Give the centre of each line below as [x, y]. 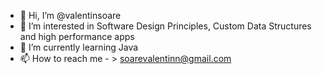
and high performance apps [77, 36]
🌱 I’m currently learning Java [79, 47]
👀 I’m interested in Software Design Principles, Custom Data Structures [165, 26]
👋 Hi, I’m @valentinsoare [70, 15]
